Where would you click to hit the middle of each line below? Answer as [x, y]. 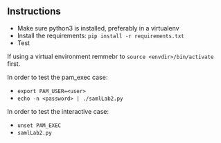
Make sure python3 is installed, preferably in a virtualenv [98, 28]
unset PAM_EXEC [39, 125]
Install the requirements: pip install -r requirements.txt [101, 35]
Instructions [34, 11]
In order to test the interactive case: [58, 111]
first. [14, 64]
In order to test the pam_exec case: [58, 77]
